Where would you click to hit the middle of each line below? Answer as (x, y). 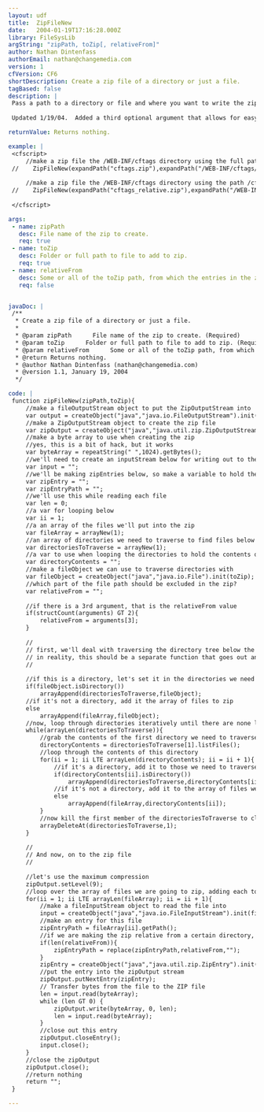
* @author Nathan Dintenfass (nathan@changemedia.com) (107, 365)
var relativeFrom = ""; (64, 591)
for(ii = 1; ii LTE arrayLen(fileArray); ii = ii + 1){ (119, 899)
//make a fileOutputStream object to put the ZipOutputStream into (138, 408)
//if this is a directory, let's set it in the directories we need (140, 679)
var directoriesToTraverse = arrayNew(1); (96, 547)
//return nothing (54, 1075)
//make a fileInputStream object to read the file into (133, 906)
